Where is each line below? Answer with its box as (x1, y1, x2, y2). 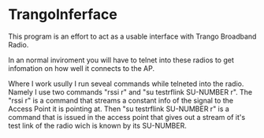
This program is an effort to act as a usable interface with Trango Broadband (8, 32, 257, 41)
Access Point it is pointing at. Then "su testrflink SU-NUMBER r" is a (8, 104, 230, 114)
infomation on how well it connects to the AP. (8, 63, 155, 73)
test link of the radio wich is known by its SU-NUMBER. (8, 121, 187, 130)
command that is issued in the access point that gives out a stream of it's (8, 112, 246, 121)
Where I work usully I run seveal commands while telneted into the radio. (8, 79, 244, 88)
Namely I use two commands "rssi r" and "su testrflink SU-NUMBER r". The (8, 87, 253, 96)
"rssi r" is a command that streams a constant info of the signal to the (8, 95, 234, 105)
